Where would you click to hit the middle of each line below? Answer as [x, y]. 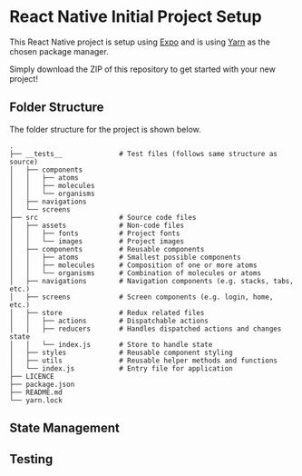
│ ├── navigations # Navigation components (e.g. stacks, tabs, [152, 281]
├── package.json [42, 384]
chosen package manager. [59, 51]
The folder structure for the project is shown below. [105, 129]
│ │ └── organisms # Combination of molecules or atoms [135, 273]
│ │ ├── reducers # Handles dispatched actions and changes [146, 329]
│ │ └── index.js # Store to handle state [111, 344]
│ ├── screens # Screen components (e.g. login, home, [141, 297]
